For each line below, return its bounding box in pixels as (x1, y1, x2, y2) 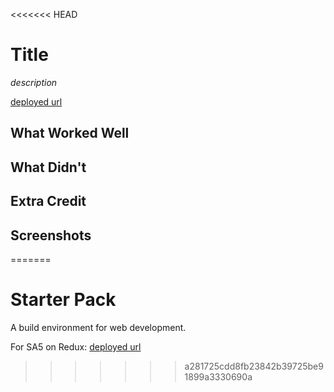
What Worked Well (10, 125, 130, 142)
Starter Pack (10, 289, 117, 311)
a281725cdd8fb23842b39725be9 (184, 360, 324, 372)
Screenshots (10, 227, 92, 244)
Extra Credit (10, 193, 87, 210)
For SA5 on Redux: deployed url (10, 340, 142, 353)
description (10, 76, 58, 88)
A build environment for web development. (10, 321, 187, 333)
